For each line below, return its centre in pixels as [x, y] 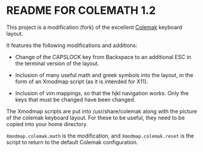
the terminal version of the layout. [57, 63]
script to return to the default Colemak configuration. [72, 142]
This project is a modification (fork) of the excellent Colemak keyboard [95, 27]
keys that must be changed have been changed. [75, 100]
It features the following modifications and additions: [72, 45]
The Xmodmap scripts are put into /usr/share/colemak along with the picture [102, 111]
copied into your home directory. [47, 124]
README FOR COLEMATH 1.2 [81, 11]
